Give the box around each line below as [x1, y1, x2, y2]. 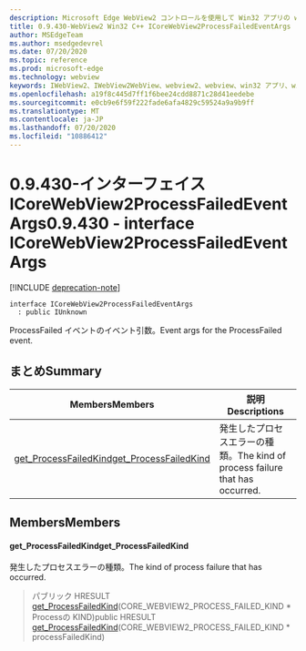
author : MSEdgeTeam [9, 30, 84, 39]
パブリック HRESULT [31, 591, 111, 602]
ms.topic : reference [9, 56, 88, 65]
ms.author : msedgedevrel [9, 38, 104, 48]
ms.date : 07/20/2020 [9, 47, 88, 56]
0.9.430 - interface [46, 213, 195, 234]
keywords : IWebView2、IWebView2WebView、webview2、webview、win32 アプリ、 [9, 81, 292, 90]
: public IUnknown [17, 307, 88, 317]
